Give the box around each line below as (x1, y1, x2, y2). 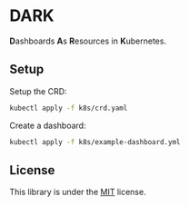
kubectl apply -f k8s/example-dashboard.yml (9, 137, 181, 146)
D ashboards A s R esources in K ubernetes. (9, 35, 166, 46)
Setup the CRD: (9, 85, 67, 96)
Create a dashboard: (9, 120, 86, 131)
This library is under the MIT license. (9, 187, 147, 198)
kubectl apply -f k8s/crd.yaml (9, 103, 128, 113)
